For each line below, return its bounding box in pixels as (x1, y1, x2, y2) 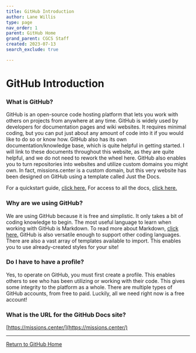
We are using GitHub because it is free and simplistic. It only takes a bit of (6, 212, 184, 219)
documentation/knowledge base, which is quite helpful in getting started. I (6, 142, 185, 149)
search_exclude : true (6, 47, 59, 53)
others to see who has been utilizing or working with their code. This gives (6, 277, 185, 284)
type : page (6, 19, 33, 25)
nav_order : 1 (6, 25, 38, 31)
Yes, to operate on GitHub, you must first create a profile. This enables (6, 271, 176, 278)
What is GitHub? (6, 98, 54, 106)
